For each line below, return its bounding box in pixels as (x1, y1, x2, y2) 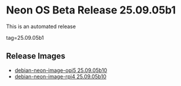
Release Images (6, 51, 66, 61)
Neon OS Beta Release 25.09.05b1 (6, 4, 176, 17)
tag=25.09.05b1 (6, 34, 44, 41)
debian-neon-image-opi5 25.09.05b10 (14, 67, 108, 74)
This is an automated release (6, 23, 76, 30)
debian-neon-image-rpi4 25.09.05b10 (14, 73, 107, 80)
